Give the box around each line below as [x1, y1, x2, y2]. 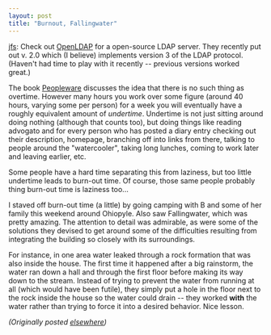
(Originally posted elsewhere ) [8, 316, 108, 327]
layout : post [8, 11, 53, 20]
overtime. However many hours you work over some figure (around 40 [8, 91, 243, 101]
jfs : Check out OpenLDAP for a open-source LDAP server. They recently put [8, 41, 261, 51]
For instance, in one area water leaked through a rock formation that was [8, 249, 251, 259]
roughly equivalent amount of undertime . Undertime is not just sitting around [8, 108, 264, 118]
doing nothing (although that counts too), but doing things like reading [8, 117, 243, 127]
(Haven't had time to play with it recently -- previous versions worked [8, 58, 240, 69]
